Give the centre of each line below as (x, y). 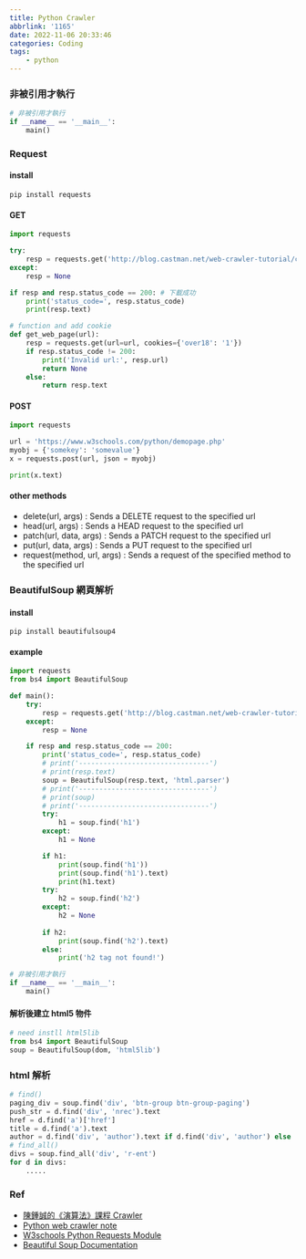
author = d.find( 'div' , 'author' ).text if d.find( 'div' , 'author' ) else (150, 1137)
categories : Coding (46, 43)
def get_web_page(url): (55, 335)
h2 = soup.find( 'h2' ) (99, 899)
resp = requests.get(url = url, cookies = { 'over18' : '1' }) (134, 343)
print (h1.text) (87, 881)
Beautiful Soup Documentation (80, 1245)
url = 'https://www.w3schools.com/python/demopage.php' (117, 442)
